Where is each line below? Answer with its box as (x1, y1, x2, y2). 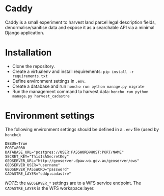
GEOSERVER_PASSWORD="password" (5, 167, 69, 172)
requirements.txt (12, 73, 48, 79)
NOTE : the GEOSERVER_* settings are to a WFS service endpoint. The (5, 180, 141, 186)
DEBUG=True (5, 141, 27, 146)
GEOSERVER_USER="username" (5, 163, 60, 167)
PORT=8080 (5, 145, 26, 150)
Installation (5, 47, 52, 58)
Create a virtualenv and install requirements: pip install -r (12, 68, 134, 74)
